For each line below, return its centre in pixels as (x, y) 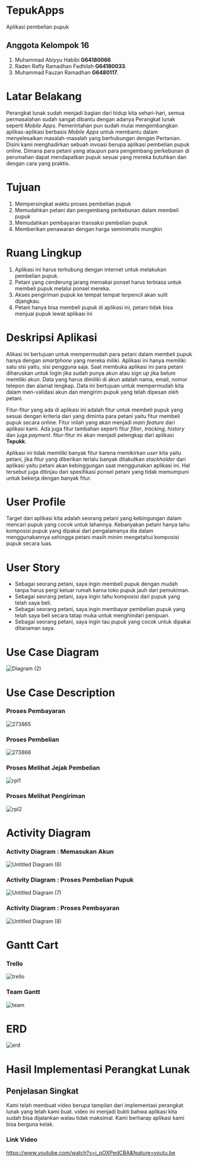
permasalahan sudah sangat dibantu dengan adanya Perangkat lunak (91, 119)
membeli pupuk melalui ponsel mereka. (63, 288)
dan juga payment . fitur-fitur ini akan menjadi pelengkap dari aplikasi (90, 435)
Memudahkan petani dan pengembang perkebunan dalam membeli (97, 210)
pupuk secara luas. (29, 543)
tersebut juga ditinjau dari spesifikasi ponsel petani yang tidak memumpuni (98, 471)
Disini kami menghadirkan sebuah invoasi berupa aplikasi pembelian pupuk (98, 144)
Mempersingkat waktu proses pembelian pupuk (73, 204)
